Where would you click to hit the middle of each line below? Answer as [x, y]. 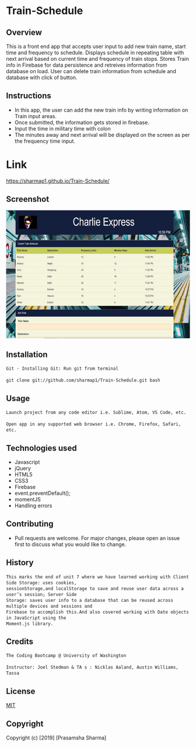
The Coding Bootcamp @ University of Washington [66, 656]
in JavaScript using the [36, 618]
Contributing [30, 524]
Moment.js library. [30, 624]
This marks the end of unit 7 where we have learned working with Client [98, 577]
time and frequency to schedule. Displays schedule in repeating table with [95, 53]
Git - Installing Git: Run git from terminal [62, 369]
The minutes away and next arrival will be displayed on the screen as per [102, 135]
